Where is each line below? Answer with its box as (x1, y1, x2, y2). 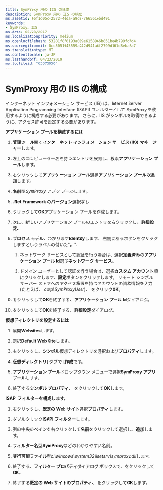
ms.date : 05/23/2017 (5, 30, 48, 34)
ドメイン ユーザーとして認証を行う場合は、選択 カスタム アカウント (19, 269, 154, 274)
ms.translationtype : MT (5, 47, 54, 52)
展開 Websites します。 (12, 328, 58, 333)
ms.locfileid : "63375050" (5, 61, 58, 66)
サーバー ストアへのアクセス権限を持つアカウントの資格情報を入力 (19, 281, 153, 286)
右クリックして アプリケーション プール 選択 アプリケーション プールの (12, 172, 151, 178)
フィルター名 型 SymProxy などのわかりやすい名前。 (12, 443, 115, 449)
